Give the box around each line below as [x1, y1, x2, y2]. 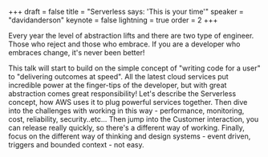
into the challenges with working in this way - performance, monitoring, [8, 106, 245, 115]
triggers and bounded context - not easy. [8, 140, 144, 149]
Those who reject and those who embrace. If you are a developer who [8, 39, 241, 49]
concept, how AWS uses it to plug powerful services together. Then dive [8, 98, 248, 107]
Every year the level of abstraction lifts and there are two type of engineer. [8, 31, 254, 40]
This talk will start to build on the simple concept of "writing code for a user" [8, 63, 261, 73]
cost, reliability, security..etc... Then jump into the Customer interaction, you [8, 115, 259, 123]
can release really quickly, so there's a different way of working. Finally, [8, 123, 245, 132]
